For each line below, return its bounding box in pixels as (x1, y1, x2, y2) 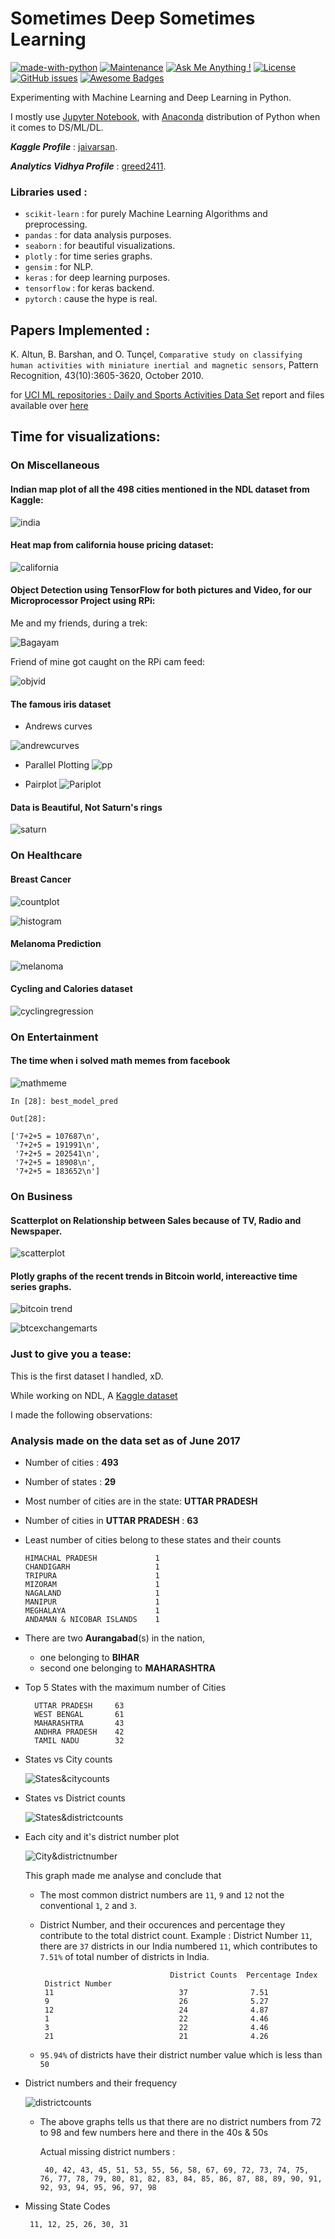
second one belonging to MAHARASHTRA (39, 1662, 216, 1674)
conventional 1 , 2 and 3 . (39, 1899, 138, 1911)
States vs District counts (24, 1792, 126, 1804)
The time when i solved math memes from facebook (10, 1055, 231, 1067)
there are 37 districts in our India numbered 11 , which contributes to (39, 1940, 318, 1952)
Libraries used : (10, 185, 88, 199)
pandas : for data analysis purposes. (24, 229, 172, 241)
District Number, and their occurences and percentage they (39, 1918, 286, 1931)
